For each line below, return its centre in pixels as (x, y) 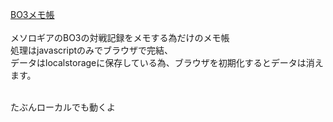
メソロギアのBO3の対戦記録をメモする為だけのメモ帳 (120, 37)
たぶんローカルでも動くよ (63, 107)
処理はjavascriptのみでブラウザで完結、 (92, 50)
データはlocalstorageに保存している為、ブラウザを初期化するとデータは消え (167, 62)
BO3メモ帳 (32, 14)
